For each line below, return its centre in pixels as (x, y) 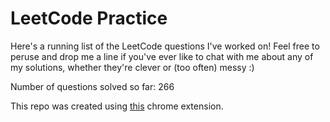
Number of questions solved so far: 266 (92, 86)
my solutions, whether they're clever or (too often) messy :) (132, 67)
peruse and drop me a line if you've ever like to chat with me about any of (162, 56)
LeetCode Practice (89, 18)
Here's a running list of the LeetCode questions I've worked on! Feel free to (165, 46)
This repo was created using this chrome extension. (117, 106)
